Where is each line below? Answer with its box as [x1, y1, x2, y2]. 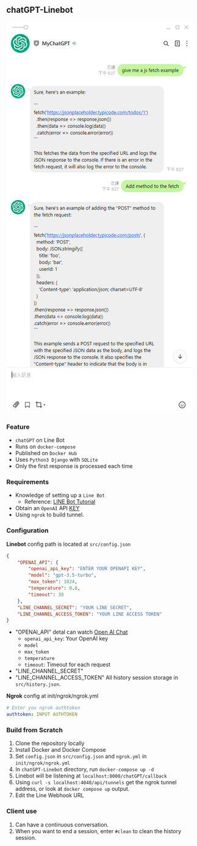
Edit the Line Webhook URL [15, 792, 84, 799]
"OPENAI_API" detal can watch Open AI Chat [15, 628, 128, 636]
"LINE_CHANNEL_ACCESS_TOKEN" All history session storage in [15, 674, 179, 681]
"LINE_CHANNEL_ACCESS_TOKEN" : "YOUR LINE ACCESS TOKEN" [17, 611, 163, 617]
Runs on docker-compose [15, 443, 76, 450]
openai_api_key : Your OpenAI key [24, 635, 109, 642]
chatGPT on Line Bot [15, 437, 65, 444]
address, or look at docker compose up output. [15, 785, 130, 793]
